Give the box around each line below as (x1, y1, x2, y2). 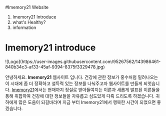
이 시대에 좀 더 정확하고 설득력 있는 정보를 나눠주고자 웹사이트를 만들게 (5, 80, 142, 86)
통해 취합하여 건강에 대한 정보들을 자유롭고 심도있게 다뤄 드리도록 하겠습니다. (5, 92, 155, 99)
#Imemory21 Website (5, 4, 49, 10)
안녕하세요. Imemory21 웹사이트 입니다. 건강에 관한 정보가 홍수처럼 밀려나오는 (5, 74, 158, 80)
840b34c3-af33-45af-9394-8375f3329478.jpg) (5, 63, 105, 69)
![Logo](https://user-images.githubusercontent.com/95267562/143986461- (5, 58, 161, 64)
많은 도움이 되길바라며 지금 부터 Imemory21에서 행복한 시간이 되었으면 (18, 99, 156, 105)
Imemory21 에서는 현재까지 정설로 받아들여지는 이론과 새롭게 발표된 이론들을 (11, 86, 160, 92)
